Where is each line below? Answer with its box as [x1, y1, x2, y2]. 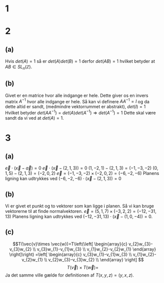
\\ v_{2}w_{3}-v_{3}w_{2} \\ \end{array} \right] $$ [44, 256, 144, 262]
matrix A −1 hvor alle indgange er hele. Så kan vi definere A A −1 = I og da [5, 97, 150, 104]
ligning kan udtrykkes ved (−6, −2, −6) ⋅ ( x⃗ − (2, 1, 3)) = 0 [5, 176, 122, 182]
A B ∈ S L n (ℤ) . [5, 64, 33, 71]
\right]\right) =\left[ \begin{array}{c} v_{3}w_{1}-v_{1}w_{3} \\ [9, 251, 132, 257]
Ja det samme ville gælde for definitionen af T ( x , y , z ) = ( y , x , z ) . [5, 272, 134, 278]
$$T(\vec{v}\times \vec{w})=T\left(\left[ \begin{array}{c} [12, 241, 128, 247]
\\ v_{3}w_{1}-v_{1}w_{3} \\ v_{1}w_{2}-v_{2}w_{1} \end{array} [33, 246, 157, 252]
